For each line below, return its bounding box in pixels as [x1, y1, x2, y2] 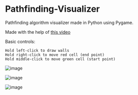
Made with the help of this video [5, 29, 70, 35]
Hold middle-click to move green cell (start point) [5, 56, 116, 62]
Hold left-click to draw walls [5, 48, 69, 53]
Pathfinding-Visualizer [5, 3, 100, 15]
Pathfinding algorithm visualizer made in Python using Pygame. [5, 20, 134, 25]
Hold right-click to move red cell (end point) [5, 52, 105, 57]
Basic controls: [5, 38, 35, 45]
